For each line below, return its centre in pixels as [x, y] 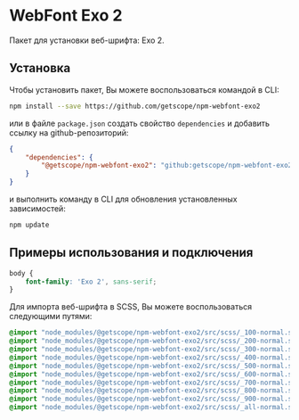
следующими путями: [51, 317]
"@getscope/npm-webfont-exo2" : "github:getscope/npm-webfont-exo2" [169, 166]
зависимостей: [38, 209]
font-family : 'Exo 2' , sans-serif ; [91, 282]
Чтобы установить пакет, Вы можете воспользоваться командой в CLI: [144, 89]
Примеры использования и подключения [131, 253]
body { [21, 273]
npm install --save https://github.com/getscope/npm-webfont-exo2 [135, 106]
